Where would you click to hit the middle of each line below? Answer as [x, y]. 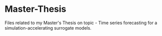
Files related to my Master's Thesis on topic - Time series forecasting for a [81, 23]
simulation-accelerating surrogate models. [48, 28]
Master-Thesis [36, 9]
